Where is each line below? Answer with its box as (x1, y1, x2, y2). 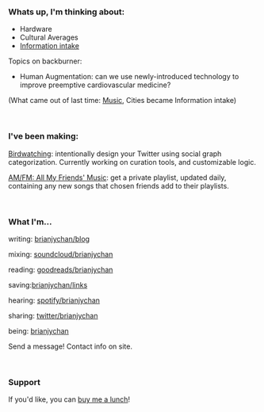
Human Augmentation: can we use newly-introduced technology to (19, 72, 239, 82)
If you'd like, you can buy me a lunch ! (8, 395, 131, 404)
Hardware (19, 25, 53, 34)
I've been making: (8, 131, 79, 142)
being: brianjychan (8, 326, 69, 335)
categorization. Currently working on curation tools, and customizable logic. (8, 157, 256, 166)
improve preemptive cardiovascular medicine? (19, 80, 171, 90)
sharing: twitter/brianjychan (8, 311, 98, 320)
